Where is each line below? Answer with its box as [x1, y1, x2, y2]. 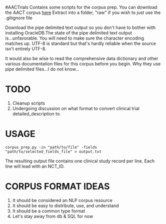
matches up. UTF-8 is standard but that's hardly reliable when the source [5, 40, 156, 46]
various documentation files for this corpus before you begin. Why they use [5, 61, 161, 66]
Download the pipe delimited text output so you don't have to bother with [5, 24, 156, 30]
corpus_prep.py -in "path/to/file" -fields [5, 144, 97, 149]
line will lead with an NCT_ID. [5, 163, 65, 169]
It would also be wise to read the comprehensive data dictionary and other [5, 55, 158, 61]
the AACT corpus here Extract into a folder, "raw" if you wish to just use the [5, 9, 161, 15]
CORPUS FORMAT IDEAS [5, 181, 110, 192]
